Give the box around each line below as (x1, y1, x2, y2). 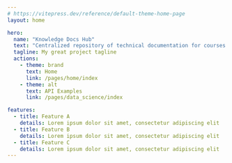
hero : (7, 29, 23, 36)
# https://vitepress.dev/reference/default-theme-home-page (7, 10, 186, 17)
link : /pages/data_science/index (25, 94, 123, 101)
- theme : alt (20, 81, 58, 88)
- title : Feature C (13, 139, 70, 146)
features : (7, 107, 36, 114)
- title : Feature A (13, 113, 70, 121)
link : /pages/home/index (25, 75, 98, 81)
